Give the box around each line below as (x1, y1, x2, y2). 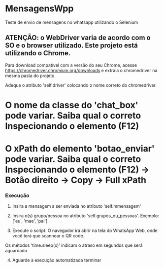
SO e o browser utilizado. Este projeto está (5, 41, 138, 50)
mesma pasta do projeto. (5, 73, 56, 78)
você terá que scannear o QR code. (12, 233, 85, 239)
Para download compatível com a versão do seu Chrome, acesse (5, 62, 137, 68)
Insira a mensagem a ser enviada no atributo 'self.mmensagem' (12, 203, 141, 209)
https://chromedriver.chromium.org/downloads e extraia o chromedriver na (5, 67, 158, 73)
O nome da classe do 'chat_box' (5, 99, 139, 111)
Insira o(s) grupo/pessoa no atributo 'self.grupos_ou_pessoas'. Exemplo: (12, 213, 159, 219)
